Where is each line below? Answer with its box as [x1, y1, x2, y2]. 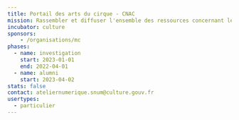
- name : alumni [14, 69, 59, 76]
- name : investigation [14, 50, 81, 57]
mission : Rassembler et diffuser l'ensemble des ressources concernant [7, 17, 224, 24]
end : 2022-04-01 [20, 63, 69, 70]
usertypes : [7, 96, 40, 103]
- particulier [14, 102, 55, 109]
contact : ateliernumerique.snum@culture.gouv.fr [7, 89, 154, 96]
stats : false [7, 83, 46, 90]
